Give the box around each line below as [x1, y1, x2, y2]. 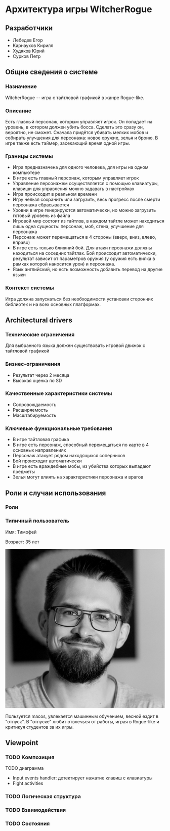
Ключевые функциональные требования [5, 425, 112, 432]
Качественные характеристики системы [5, 390, 112, 397]
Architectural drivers [5, 316, 72, 324]
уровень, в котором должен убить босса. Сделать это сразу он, [5, 124, 144, 130]
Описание [5, 107, 32, 114]
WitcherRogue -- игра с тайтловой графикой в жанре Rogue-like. [5, 95, 145, 101]
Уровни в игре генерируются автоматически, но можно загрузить [12, 207, 156, 213]
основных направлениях [12, 447, 66, 453]
